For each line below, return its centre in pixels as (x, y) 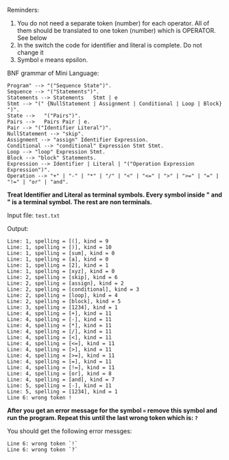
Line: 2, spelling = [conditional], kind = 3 (73, 289)
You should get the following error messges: (70, 431)
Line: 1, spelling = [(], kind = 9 (58, 241)
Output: (18, 229)
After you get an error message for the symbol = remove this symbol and (112, 410)
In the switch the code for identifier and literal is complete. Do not (109, 45)
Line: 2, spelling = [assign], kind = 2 (66, 283)
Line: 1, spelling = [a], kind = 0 (58, 259)
